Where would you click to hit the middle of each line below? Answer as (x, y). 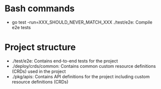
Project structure (40, 47)
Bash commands (40, 9)
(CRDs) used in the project (39, 71)
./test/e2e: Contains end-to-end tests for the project (65, 61)
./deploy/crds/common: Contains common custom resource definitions (84, 66)
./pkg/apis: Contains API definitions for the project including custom (81, 76)
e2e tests (21, 27)
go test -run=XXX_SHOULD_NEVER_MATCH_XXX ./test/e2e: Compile (82, 22)
